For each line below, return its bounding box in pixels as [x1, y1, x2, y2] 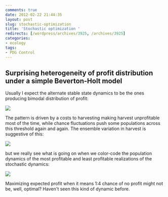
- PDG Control [5, 50, 35, 55]
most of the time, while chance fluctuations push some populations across [5, 120, 160, 126]
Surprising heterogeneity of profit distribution [5, 69, 153, 77]
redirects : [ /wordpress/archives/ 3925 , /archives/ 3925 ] [5, 31, 125, 36]
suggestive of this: [5, 131, 44, 137]
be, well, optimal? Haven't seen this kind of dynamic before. [5, 186, 130, 192]
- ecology [5, 41, 26, 46]
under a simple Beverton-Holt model [5, 77, 122, 85]
